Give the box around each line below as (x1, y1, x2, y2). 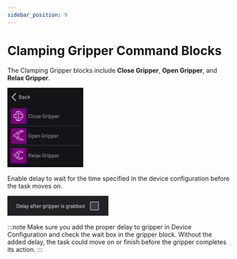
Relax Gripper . (7, 73, 51, 82)
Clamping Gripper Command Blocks (7, 42, 222, 59)
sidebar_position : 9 (7, 11, 68, 18)
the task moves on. (7, 181, 63, 190)
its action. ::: (7, 245, 43, 253)
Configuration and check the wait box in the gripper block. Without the (7, 230, 212, 239)
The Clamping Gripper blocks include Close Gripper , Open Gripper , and (7, 66, 217, 74)
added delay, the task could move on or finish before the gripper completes (7, 237, 227, 246)
